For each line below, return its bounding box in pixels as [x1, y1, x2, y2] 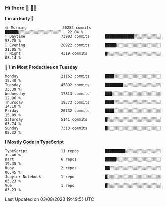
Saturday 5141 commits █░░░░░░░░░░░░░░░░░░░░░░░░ [5, 117, 162, 122]
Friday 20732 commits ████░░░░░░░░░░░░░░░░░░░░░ [5, 108, 162, 113]
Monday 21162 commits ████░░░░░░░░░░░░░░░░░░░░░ [5, 74, 162, 79]
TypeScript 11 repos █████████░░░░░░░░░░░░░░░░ [5, 149, 162, 154]
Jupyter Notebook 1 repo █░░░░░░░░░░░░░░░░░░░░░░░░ [5, 174, 162, 180]
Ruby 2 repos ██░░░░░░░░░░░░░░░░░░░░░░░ [5, 166, 162, 171]
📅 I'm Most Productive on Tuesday [5, 64, 78, 70]
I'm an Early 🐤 [5, 16, 34, 22]
